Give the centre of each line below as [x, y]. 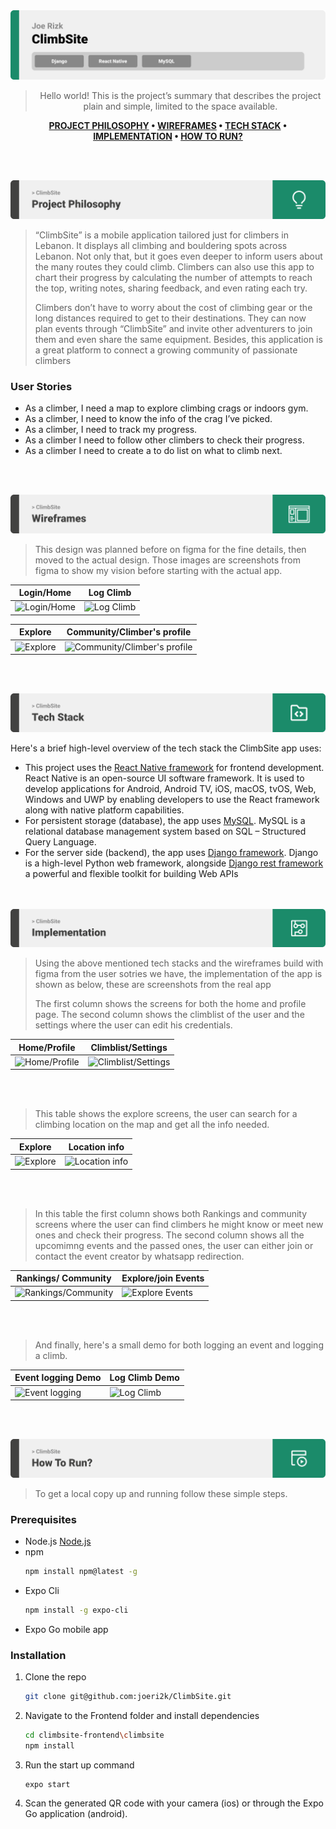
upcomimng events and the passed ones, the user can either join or [174, 1245]
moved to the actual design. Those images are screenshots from [167, 560]
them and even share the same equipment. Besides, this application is [178, 339]
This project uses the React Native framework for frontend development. [174, 767]
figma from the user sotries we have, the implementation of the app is [178, 974]
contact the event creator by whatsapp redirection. [139, 1256]
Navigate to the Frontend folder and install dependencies [142, 1715]
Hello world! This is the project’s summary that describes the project [180, 96]
